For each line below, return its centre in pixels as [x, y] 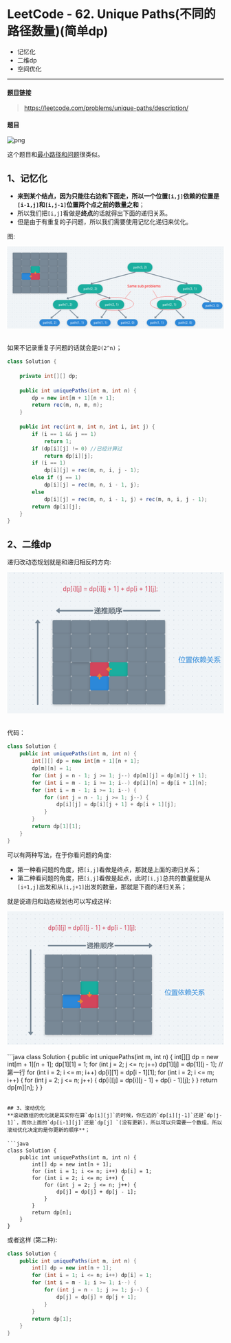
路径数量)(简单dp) [58, 31]
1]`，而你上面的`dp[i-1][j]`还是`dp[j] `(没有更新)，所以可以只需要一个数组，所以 [115, 1122]
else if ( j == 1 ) [56, 478]
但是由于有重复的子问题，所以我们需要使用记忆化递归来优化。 [104, 222]
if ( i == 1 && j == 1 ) [64, 434]
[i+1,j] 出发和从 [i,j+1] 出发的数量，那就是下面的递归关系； [102, 887]
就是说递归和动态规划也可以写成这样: [59, 901]
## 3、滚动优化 [26, 1108]
